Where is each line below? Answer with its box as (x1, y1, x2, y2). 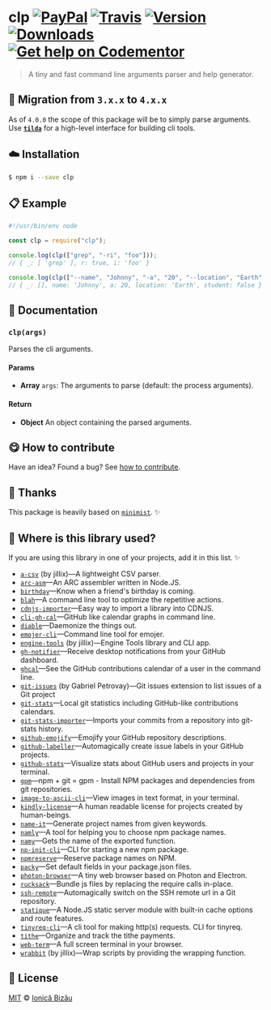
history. (38, 724, 64, 734)
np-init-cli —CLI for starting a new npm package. (19, 845, 189, 854)
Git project (19, 690, 56, 700)
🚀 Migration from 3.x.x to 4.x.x (8, 93, 167, 107)
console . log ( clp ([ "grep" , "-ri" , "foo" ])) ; (8, 251, 158, 259)
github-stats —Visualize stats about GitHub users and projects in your (19, 759, 255, 768)
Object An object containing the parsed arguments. (19, 417, 192, 427)
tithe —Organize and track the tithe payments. (19, 931, 176, 940)
